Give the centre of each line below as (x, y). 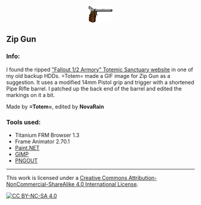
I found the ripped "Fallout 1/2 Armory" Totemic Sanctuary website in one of (100, 70)
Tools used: (24, 122)
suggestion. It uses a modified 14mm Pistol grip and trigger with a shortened (100, 82)
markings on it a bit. (31, 95)
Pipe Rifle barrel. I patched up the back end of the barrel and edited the (94, 88)
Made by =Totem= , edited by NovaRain (55, 106)
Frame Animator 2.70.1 (42, 141)
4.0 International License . (107, 184)
